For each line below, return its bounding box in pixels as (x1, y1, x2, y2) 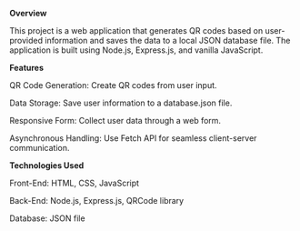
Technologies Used (9, 160, 85, 171)
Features (9, 63, 44, 73)
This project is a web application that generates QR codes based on (9, 25, 264, 35)
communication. (9, 143, 70, 153)
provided (9, 35, 44, 45)
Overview (9, 8, 47, 18)
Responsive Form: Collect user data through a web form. (9, 115, 221, 126)
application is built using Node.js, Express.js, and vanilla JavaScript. (9, 45, 264, 55)
